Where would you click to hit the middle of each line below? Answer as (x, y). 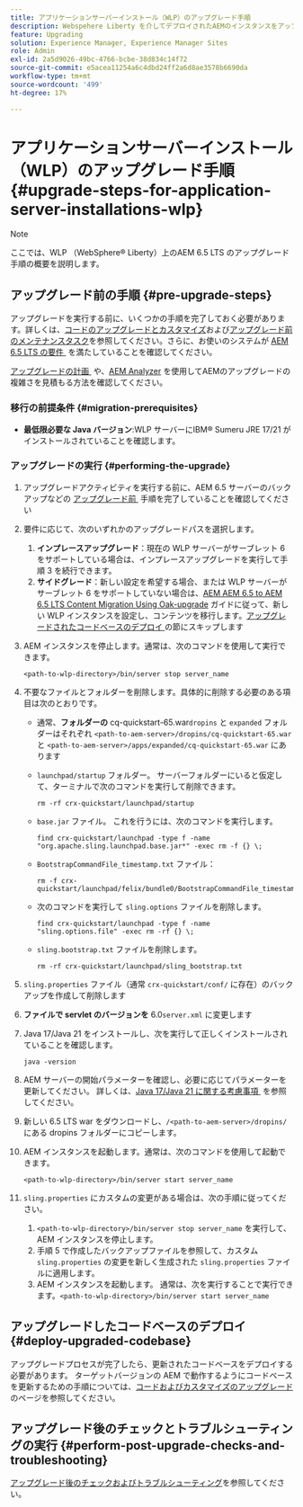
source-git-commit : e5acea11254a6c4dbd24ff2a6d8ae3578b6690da (129, 68)
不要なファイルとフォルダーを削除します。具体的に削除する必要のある (153, 691)
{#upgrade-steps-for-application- (141, 190)
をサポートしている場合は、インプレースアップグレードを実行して (158, 559)
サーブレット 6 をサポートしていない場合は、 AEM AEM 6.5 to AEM (159, 593)
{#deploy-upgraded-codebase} (101, 1341)
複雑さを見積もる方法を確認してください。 (89, 382)
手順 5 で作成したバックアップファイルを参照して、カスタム (147, 1250)
